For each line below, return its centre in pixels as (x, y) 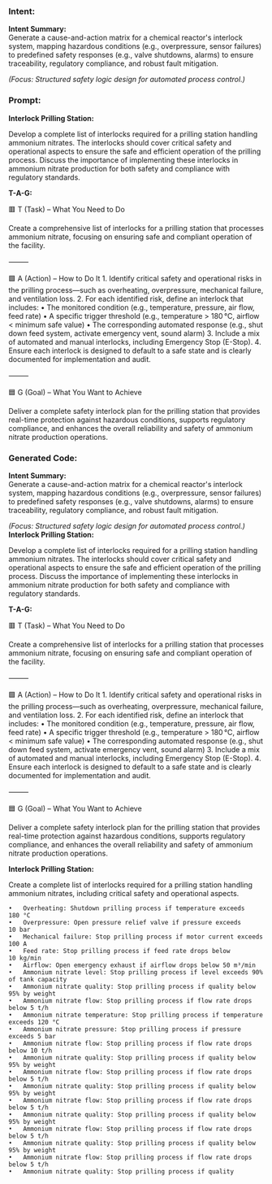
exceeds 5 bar (32, 1036)
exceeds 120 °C (34, 1022)
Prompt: (25, 101)
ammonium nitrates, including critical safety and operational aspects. (124, 893)
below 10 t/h (30, 1051)
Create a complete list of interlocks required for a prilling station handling (131, 885)
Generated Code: (43, 458)
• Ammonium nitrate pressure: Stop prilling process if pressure (125, 1029)
